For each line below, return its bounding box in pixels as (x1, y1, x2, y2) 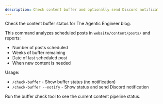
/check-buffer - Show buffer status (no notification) (12, 79, 116, 85)
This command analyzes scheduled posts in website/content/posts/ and (5, 30, 150, 35)
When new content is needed (12, 60, 71, 66)
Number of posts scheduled (12, 44, 68, 50)
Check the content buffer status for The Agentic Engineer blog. (5, 20, 131, 26)
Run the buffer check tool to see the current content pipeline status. (5, 93, 141, 99)
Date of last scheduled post (12, 54, 67, 61)
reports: (5, 35, 21, 41)
